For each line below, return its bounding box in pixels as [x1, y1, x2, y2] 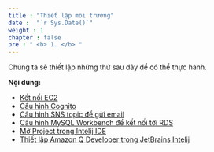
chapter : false [8, 33, 61, 42]
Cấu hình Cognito [19, 102, 76, 111]
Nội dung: [8, 78, 42, 87]
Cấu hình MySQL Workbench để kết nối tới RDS [19, 118, 174, 128]
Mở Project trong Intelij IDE [19, 127, 107, 136]
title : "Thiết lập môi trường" [8, 11, 114, 20]
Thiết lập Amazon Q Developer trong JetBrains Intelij [19, 135, 190, 144]
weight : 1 [8, 26, 44, 34]
